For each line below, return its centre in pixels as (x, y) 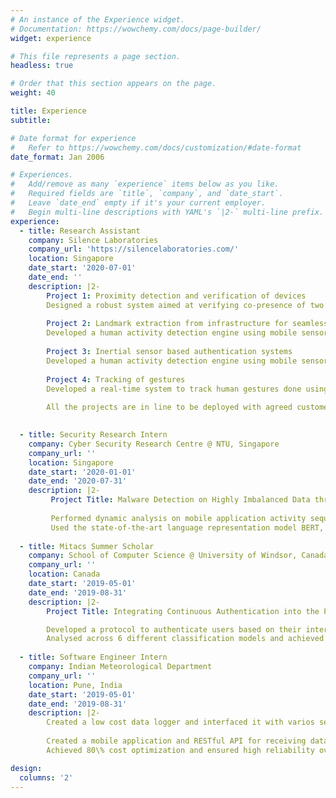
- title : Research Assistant (80, 231)
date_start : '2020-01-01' (82, 472)
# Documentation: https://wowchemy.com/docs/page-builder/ (136, 29)
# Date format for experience (73, 138)
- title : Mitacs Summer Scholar (87, 546)
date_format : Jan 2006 (57, 157)
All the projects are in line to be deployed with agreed (169, 407)
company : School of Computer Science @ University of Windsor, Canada (178, 556)
